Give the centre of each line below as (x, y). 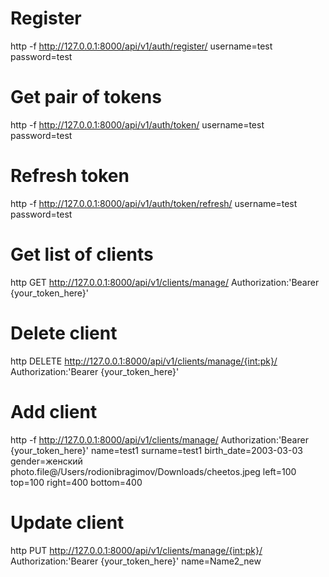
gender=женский (46, 461)
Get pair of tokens (86, 97)
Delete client (64, 333)
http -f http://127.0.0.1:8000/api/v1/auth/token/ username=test (137, 124)
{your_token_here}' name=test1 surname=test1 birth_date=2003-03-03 (156, 450)
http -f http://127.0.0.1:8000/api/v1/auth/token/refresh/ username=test (154, 203)
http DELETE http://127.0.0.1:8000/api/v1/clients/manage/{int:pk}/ (144, 361)
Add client (54, 411)
